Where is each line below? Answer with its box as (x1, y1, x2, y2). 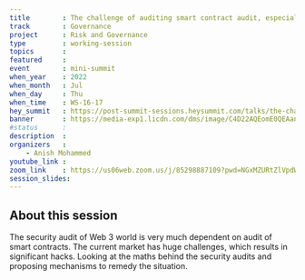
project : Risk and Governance (9, 30, 148, 39)
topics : (9, 47, 67, 56)
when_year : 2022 (9, 73, 88, 82)
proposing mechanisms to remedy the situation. (9, 261, 188, 272)
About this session (9, 207, 118, 223)
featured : (9, 55, 67, 65)
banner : (9, 115, 67, 124)
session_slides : (9, 174, 71, 183)
